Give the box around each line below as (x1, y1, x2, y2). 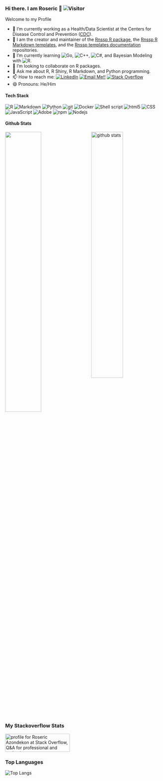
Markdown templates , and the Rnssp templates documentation (12, 42, 141, 48)
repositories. (12, 47, 38, 53)
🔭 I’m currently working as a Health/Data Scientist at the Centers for (12, 26, 152, 32)
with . (12, 58, 32, 64)
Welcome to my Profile (5, 16, 52, 22)
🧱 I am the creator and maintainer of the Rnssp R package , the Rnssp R (12, 36, 158, 42)
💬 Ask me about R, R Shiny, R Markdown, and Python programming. (12, 68, 151, 74)
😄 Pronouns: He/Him (12, 81, 56, 87)
